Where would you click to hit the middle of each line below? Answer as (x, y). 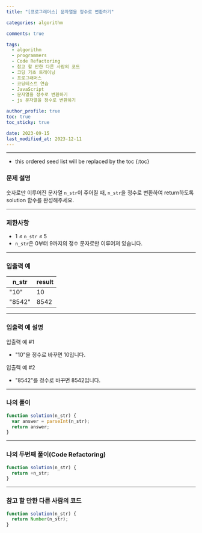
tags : (13, 45)
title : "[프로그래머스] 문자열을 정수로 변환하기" (60, 12)
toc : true (19, 117)
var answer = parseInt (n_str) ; (51, 421)
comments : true (25, 34)
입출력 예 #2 (21, 367)
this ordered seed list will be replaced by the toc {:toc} (82, 162)
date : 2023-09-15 (28, 133)
